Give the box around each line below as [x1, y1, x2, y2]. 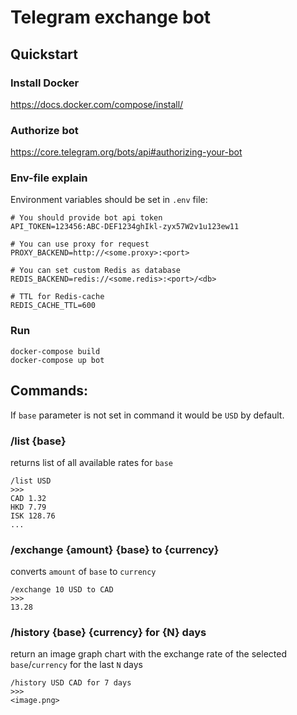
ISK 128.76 [10, 511, 56, 521]
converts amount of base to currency [10, 566, 157, 578]
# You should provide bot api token [10, 213, 163, 223]
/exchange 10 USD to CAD [10, 585, 114, 595]
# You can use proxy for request [10, 239, 150, 250]
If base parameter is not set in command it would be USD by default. [10, 409, 285, 421]
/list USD [10, 476, 52, 486]
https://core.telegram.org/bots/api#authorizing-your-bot [10, 146, 243, 158]
